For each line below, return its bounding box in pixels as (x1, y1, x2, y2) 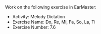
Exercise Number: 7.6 (12, 24, 56, 30)
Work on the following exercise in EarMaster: (5, 4, 97, 10)
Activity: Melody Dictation (12, 14, 65, 19)
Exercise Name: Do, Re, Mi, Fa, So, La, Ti (12, 19, 96, 25)
